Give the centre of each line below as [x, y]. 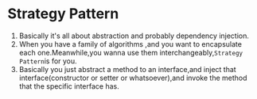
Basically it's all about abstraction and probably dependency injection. [134, 36]
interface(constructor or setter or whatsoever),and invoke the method [133, 78]
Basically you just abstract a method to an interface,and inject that [127, 69]
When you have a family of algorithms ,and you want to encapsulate [130, 44]
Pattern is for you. [48, 61]
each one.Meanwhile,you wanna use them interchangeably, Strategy [131, 52]
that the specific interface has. [69, 86]
